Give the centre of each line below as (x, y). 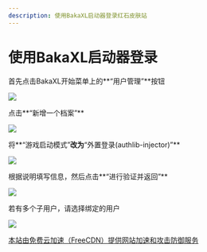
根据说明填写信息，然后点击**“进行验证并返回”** (88, 176)
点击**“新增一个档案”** (47, 113)
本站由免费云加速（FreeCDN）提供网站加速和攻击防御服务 (103, 240)
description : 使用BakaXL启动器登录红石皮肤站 (78, 16)
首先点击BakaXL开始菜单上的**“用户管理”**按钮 (87, 81)
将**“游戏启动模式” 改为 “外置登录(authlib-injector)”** (94, 145)
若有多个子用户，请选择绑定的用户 (64, 208)
